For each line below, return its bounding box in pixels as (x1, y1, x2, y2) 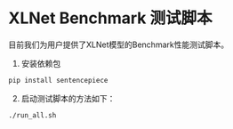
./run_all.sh (8, 110, 57, 120)
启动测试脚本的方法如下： (20, 93, 116, 103)
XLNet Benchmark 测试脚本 (8, 8, 213, 28)
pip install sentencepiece (8, 76, 108, 85)
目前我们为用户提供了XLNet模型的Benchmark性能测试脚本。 (8, 39, 229, 50)
